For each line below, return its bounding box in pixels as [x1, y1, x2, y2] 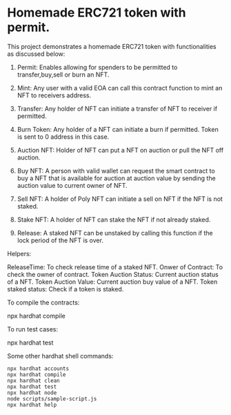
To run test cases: [7, 325, 59, 333]
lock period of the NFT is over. [17, 236, 103, 244]
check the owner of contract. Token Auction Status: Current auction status [7, 270, 219, 278]
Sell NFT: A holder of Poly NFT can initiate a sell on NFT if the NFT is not [17, 195, 223, 203]
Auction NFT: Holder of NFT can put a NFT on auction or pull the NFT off [17, 146, 224, 154]
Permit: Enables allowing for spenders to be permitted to [17, 63, 178, 71]
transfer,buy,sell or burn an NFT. [17, 70, 110, 79]
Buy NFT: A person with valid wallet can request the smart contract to [17, 166, 215, 175]
